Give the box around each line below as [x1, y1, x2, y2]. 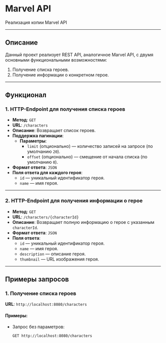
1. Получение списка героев [5, 290, 77, 297]
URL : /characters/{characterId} [12, 214, 79, 220]
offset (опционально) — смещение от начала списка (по [27, 154, 148, 160]
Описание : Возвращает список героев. [12, 128, 96, 134]
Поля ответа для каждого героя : [12, 170, 83, 176]
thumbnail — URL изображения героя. [19, 256, 99, 262]
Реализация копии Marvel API [5, 19, 68, 25]
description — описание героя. [19, 251, 86, 257]
